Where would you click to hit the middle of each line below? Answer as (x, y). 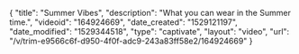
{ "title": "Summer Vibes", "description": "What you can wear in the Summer (150, 13)
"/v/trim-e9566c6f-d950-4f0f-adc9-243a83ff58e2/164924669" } (131, 41)
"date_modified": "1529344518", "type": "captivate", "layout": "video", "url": (149, 31)
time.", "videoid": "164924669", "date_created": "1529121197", (124, 22)
